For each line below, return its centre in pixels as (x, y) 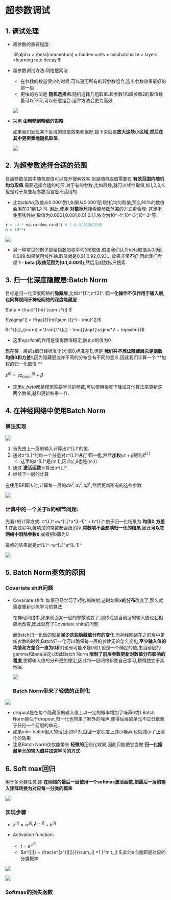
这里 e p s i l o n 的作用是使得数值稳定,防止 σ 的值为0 (62, 340)
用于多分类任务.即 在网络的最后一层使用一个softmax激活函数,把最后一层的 (83, 782)
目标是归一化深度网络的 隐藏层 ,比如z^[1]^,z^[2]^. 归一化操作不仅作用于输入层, (85, 293)
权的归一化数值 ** (24, 364)
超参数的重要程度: (31, 44)
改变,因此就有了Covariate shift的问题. (61, 624)
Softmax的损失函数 (29, 892)
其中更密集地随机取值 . (36, 138)
